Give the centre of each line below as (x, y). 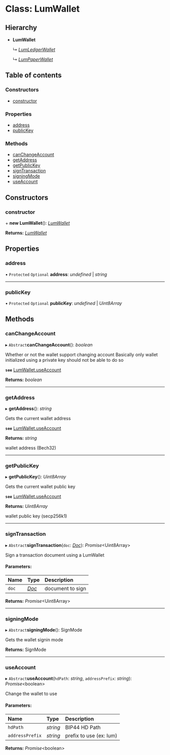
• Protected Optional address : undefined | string (56, 274)
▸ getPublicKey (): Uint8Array (36, 477)
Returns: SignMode (26, 649)
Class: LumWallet (42, 9)
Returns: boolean (24, 380)
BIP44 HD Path (83, 727)
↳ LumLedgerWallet (34, 49)
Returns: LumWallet (26, 233)
